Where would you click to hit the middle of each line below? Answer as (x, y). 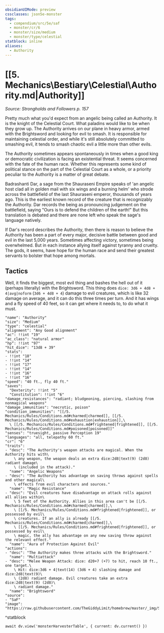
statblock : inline (24, 42)
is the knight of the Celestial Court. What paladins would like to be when (77, 124)
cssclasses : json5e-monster (34, 14)
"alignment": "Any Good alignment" (41, 331)
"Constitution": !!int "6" (37, 395)
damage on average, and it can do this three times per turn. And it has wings (82, 298)
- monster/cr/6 (25, 28)
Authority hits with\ (27, 455)
